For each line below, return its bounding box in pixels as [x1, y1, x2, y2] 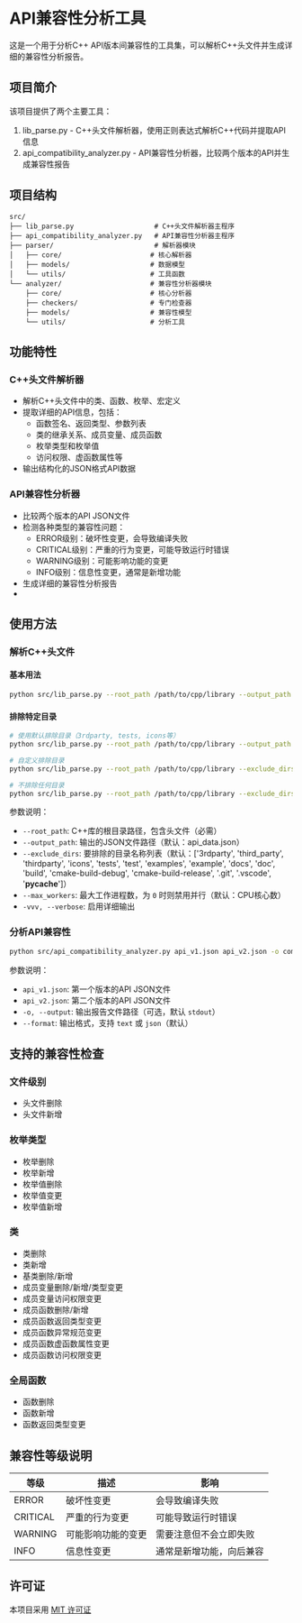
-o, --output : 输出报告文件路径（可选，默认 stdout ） [22, 1006, 220, 1017]
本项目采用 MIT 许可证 [9, 1604, 92, 1615]
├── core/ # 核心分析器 [25, 289, 192, 298]
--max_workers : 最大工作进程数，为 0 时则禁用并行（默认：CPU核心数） [22, 890, 286, 901]
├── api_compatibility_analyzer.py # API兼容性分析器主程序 [9, 231, 235, 240]
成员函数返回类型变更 [22, 1316, 102, 1326]
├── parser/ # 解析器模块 [9, 241, 196, 250]
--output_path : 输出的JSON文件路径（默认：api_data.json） [22, 837, 244, 848]
